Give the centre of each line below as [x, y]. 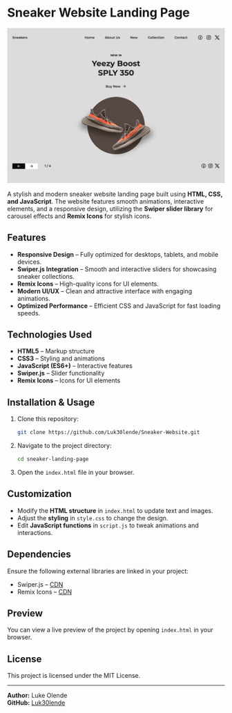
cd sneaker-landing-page [53, 459]
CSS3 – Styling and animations [61, 359]
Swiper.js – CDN [40, 584]
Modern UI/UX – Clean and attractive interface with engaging [104, 291]
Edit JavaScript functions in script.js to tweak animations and [108, 525]
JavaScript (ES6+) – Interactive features [75, 366]
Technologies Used [49, 334]
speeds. [29, 313]
